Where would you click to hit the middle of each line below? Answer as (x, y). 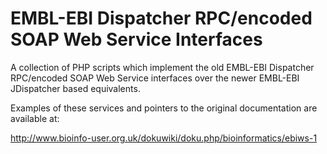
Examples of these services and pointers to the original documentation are (164, 108)
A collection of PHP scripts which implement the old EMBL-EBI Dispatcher (162, 67)
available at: (35, 118)
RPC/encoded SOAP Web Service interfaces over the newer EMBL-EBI (155, 78)
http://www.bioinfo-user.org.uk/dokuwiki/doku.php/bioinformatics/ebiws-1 (164, 138)
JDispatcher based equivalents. (75, 88)
